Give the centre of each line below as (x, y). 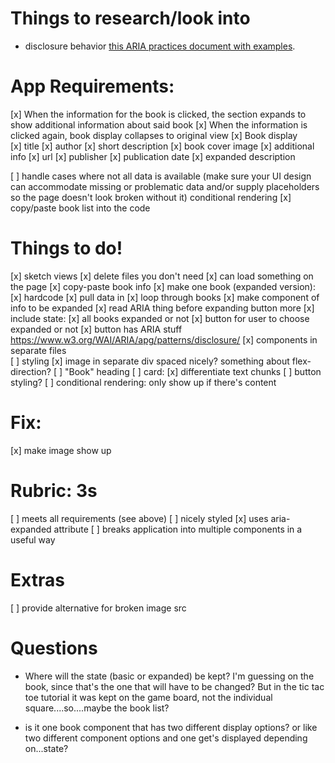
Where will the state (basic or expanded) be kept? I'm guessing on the (169, 676)
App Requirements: (92, 86)
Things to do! (66, 248)
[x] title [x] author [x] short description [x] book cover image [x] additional (162, 146)
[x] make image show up (61, 450)
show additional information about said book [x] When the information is (159, 124)
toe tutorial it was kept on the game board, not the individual (148, 697)
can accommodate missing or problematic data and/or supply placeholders (165, 186)
